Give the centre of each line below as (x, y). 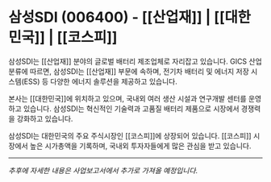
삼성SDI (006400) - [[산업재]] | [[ (117, 17)
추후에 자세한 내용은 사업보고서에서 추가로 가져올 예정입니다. (103, 170)
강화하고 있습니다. (45, 118)
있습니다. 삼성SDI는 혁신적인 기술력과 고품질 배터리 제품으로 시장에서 (131, 108)
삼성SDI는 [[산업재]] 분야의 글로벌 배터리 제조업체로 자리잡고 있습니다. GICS (128, 61)
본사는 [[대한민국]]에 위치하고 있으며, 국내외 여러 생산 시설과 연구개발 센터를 (128, 98)
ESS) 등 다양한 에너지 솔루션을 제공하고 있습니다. (100, 81)
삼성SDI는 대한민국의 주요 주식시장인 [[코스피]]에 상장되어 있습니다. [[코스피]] (130, 135)
